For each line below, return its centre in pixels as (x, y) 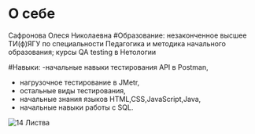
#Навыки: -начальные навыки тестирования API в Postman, (108, 67)
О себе (32, 14)
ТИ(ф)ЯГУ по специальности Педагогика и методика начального (117, 43)
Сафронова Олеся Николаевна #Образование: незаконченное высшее (128, 35)
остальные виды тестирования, (72, 90)
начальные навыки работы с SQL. (76, 107)
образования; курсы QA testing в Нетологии (82, 52)
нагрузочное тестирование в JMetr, (79, 82)
